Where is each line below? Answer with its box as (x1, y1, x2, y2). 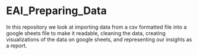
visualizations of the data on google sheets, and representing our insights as (6, 36, 192, 43)
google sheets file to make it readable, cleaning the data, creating (6, 29, 166, 36)
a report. (6, 42, 28, 49)
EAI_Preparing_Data (6, 4, 107, 18)
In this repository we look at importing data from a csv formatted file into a (6, 23, 187, 30)
